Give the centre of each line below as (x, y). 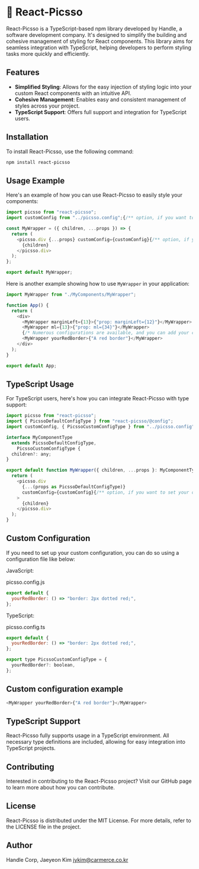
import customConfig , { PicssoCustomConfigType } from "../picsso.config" (100, 427)
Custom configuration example (65, 689)
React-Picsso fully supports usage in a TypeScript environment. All (88, 735)
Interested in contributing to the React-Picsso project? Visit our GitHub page (99, 781)
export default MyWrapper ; (39, 273)
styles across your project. (47, 106)
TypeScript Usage (40, 384)
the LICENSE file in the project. (44, 827)
